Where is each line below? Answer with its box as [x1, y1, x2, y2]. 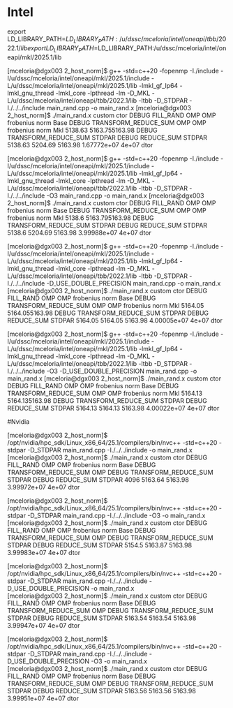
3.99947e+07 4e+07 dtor [7, 621, 80, 629]
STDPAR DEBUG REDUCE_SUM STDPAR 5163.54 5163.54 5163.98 [7, 614, 197, 622]
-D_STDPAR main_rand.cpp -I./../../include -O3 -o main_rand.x [27, 511, 206, 519]
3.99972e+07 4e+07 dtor [7, 482, 80, 491]
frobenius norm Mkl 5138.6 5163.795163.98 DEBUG [7, 214, 155, 222]
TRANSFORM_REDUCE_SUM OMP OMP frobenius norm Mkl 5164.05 [7, 301, 204, 309]
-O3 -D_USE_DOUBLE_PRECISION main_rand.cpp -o [46, 367, 197, 375]
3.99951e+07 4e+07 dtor [7, 694, 79, 702]
